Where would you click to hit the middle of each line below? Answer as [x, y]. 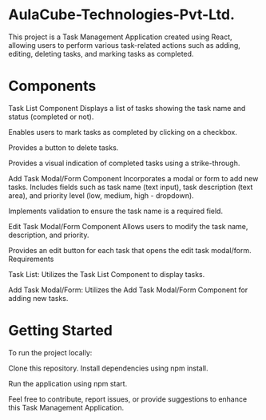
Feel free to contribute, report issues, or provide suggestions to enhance [128, 399]
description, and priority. [49, 235]
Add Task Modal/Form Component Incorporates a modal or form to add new [133, 178]
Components [52, 86]
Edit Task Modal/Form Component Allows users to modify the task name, [128, 226]
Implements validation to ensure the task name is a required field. [116, 211]
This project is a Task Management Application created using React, [121, 37]
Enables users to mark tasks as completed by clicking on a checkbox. [123, 132]
